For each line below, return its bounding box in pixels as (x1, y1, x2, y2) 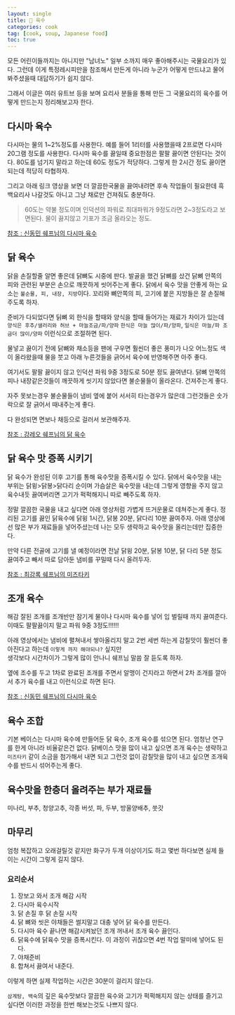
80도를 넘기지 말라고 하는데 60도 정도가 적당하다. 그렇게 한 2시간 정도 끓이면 (16, 157, 227, 166)
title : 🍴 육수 (7, 17, 46, 24)
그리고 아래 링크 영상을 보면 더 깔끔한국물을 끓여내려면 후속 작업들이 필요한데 (7, 181, 217, 190)
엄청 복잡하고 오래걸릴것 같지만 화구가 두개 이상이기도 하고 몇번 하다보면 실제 (7, 846, 217, 854)
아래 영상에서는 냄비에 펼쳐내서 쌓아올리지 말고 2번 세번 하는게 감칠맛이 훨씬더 (7, 636, 221, 645)
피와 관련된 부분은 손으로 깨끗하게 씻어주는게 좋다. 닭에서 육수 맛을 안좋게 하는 (7, 280, 221, 289)
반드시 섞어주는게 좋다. (20, 761, 83, 770)
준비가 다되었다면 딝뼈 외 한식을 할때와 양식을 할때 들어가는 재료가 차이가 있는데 (7, 313, 224, 321)
